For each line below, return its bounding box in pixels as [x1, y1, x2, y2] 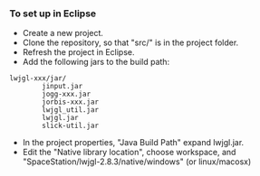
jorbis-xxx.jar [42, 97, 100, 107]
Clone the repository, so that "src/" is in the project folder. [22, 37, 239, 48]
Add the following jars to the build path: [22, 57, 170, 68]
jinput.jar [42, 82, 83, 91]
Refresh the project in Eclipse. [22, 47, 135, 58]
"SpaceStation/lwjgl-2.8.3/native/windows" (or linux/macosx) [22, 156, 252, 167]
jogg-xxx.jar [42, 89, 91, 99]
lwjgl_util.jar [42, 106, 100, 115]
